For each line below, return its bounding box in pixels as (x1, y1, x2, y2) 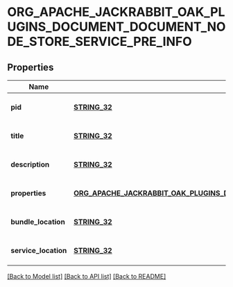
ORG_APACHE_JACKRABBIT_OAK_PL (7, 4, 225, 20)
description (10, 160, 50, 169)
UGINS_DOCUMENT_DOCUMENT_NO (7, 19, 226, 35)
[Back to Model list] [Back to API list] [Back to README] (7, 272, 166, 280)
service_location (10, 246, 67, 255)
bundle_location (10, 217, 66, 227)
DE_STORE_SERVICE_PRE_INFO (7, 34, 192, 49)
